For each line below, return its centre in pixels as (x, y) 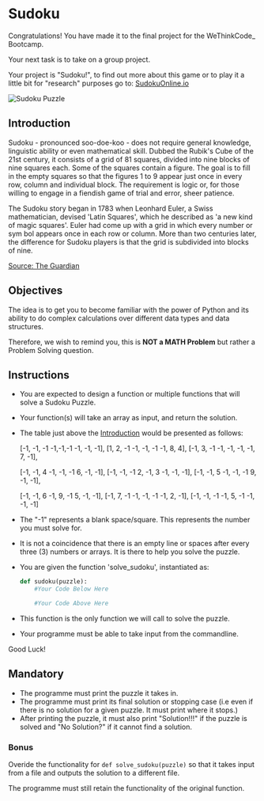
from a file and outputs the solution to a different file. (94, 773)
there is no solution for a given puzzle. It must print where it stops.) (129, 710)
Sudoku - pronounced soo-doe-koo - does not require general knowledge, (130, 142)
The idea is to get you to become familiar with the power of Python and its (128, 309)
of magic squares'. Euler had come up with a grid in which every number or (130, 225)
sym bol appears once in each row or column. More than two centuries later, (132, 233)
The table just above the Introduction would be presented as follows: (131, 433)
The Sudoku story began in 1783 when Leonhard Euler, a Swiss (111, 208)
